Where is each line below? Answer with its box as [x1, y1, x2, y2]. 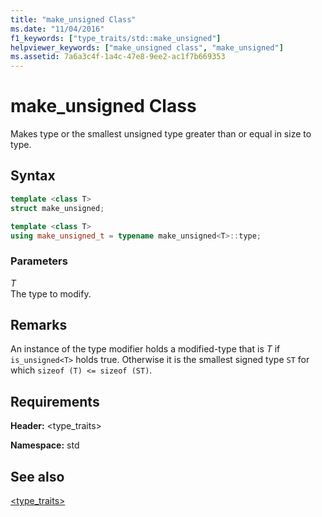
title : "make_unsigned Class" [10, 14, 137, 25]
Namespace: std [10, 439, 80, 451]
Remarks [10, 317, 68, 334]
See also [10, 468, 65, 485]
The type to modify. [10, 287, 92, 300]
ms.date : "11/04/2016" [10, 24, 105, 34]
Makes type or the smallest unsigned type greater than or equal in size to [10, 128, 312, 140]
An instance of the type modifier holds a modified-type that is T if [10, 343, 281, 355]
